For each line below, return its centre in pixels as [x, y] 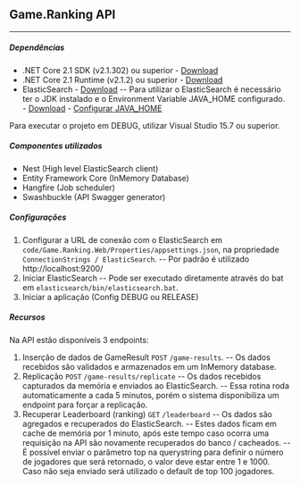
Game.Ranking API [62, 15]
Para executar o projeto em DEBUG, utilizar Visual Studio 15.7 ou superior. [145, 125]
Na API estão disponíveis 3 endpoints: [79, 339]
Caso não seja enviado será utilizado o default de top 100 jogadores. [148, 471]
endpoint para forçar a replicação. [85, 405]
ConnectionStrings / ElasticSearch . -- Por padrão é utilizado [136, 259]
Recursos [28, 317]
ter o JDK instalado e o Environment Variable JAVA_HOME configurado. [154, 98]
